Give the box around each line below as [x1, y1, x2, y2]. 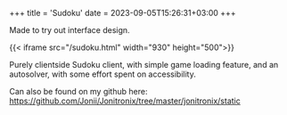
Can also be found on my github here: [9, 86, 148, 96]
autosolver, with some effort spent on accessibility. [9, 69, 196, 79]
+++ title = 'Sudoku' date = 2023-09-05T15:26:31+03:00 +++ [9, 8, 236, 18]
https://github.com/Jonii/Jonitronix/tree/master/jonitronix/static [9, 95, 241, 106]
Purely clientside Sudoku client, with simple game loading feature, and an [9, 60, 279, 70]
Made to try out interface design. [9, 25, 131, 35]
